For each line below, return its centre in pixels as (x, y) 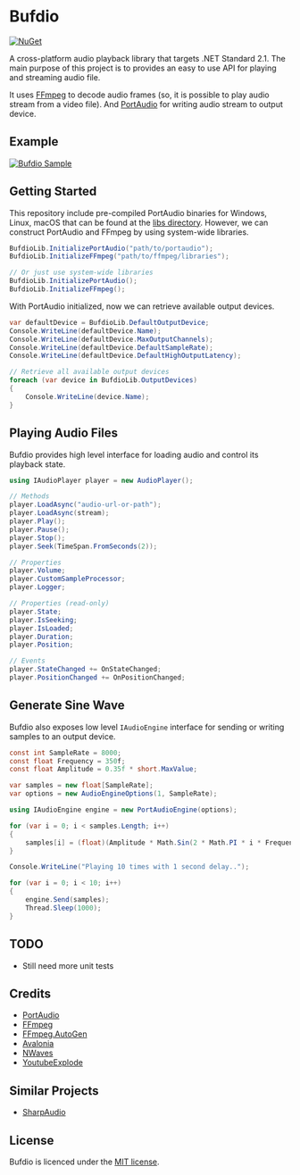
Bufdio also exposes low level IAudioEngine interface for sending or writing (147, 727)
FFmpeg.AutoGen (54, 1034)
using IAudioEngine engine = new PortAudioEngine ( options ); (124, 810)
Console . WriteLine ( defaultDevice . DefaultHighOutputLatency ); (125, 356)
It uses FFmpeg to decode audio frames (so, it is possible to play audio (139, 95)
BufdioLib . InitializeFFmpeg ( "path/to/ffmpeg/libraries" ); (119, 256)
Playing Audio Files (64, 433)
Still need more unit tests (68, 965)
